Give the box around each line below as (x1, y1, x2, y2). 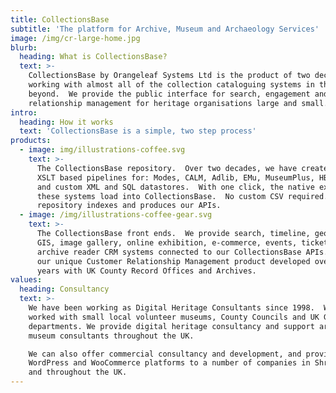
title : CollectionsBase (10, 14, 110, 25)
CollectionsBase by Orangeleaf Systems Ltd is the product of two (28, 71, 311, 81)
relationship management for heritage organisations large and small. (28, 98, 329, 108)
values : (10, 275, 43, 285)
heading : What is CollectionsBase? (19, 52, 168, 62)
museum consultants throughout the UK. (28, 331, 195, 341)
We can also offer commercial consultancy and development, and (28, 349, 302, 359)
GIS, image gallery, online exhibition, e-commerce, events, (36, 237, 298, 248)
